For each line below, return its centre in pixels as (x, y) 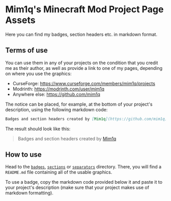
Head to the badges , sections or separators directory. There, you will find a (83, 167)
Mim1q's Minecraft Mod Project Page (84, 9)
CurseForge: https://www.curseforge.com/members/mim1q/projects (84, 83)
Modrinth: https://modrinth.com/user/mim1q (59, 89)
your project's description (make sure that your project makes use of (77, 188)
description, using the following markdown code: (56, 109)
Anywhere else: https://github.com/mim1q (56, 94)
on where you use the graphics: (38, 73)
